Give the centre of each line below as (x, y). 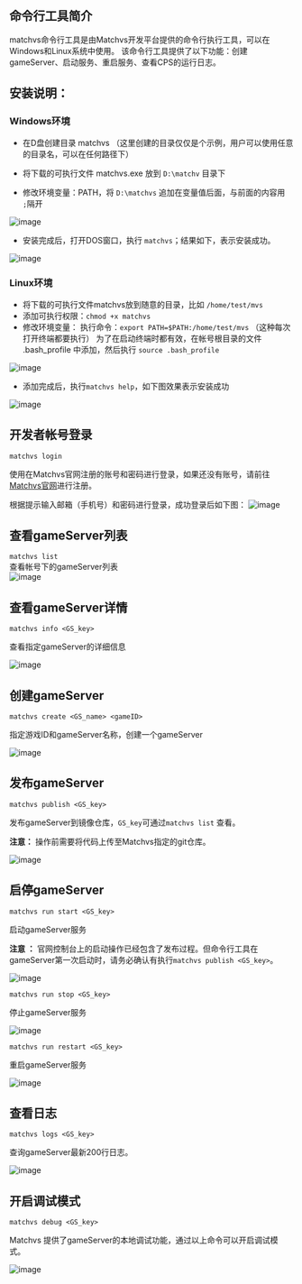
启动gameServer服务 (48, 929)
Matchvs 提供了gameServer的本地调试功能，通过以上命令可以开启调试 (140, 1240)
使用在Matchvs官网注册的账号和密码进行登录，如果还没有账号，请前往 (140, 474)
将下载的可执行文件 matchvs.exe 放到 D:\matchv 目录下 (124, 173)
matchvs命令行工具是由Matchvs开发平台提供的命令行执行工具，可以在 (140, 40)
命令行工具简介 (51, 16)
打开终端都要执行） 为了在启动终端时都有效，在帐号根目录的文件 (142, 338)
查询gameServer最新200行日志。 (71, 1152)
